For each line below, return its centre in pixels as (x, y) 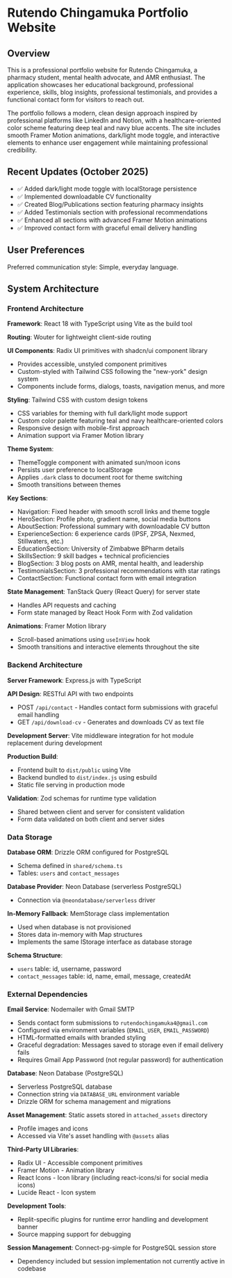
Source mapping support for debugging (74, 1234)
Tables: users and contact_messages (68, 873)
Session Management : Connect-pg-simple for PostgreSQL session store (112, 1248)
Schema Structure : (35, 955)
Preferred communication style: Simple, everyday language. (93, 267)
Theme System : (31, 449)
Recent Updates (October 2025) (78, 172)
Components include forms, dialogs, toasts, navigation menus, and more (121, 386)
